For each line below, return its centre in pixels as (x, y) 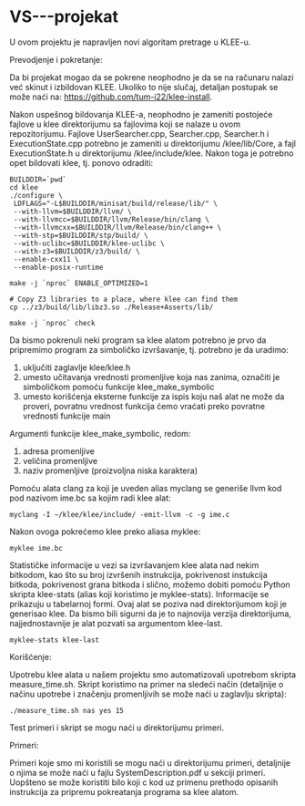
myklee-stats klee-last (55, 640)
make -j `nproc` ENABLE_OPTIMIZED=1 (79, 283)
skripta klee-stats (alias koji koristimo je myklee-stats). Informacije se (139, 594)
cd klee (24, 187)
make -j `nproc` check (52, 323)
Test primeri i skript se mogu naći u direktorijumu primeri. (117, 728)
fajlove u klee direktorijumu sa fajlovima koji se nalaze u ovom (125, 124)
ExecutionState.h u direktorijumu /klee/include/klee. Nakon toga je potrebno (152, 153)
